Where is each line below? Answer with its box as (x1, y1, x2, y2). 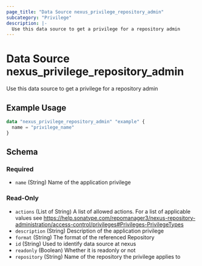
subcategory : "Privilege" (6, 15, 72, 21)
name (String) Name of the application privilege (15, 179, 132, 186)
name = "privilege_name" (12, 124, 75, 131)
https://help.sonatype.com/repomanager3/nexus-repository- (43, 214, 196, 222)
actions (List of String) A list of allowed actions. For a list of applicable (15, 208, 191, 215)
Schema (6, 147, 38, 157)
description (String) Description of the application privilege (15, 227, 164, 234)
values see (15, 214, 42, 222)
